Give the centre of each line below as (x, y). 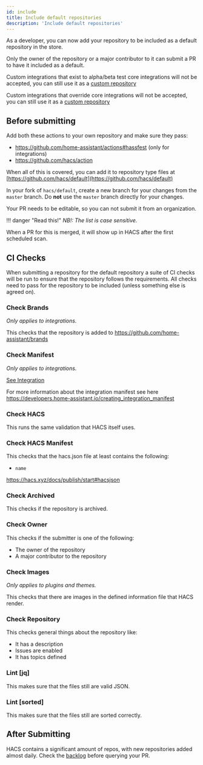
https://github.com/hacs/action (54, 160)
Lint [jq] (18, 673)
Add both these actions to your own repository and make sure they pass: (97, 136)
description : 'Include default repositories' (65, 23)
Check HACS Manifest (40, 443)
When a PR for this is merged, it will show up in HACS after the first (90, 232)
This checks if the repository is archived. (57, 509)
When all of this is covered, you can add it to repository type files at (91, 172)
